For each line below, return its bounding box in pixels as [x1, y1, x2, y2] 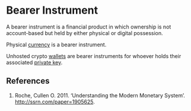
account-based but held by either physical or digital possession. [6, 29, 163, 36]
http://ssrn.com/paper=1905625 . [14, 98, 95, 105]
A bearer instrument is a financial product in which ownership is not [6, 23, 171, 30]
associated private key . [6, 59, 63, 66]
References [6, 76, 50, 86]
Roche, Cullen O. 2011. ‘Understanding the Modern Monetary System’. [14, 91, 185, 99]
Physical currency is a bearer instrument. [6, 41, 107, 48]
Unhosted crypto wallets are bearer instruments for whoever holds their [6, 52, 182, 59]
